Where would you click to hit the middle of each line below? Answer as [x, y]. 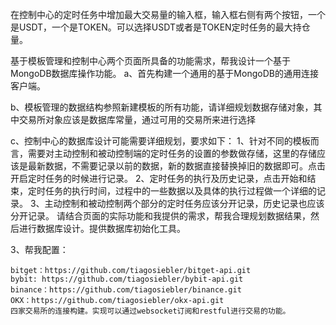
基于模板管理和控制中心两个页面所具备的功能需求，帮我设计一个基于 [150, 61]
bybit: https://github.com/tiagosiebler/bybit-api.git [127, 279]
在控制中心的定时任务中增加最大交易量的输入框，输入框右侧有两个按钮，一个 [168, 14]
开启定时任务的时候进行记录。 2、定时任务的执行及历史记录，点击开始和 [159, 178]
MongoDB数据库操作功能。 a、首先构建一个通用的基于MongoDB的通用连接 [164, 73]
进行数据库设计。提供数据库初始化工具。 [102, 228]
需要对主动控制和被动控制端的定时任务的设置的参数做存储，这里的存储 [172, 153]
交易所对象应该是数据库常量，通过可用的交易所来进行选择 [137, 119]
